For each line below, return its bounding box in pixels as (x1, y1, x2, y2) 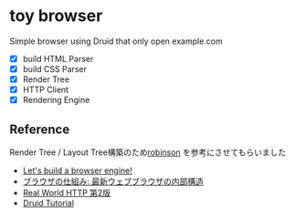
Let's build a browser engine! (22, 165, 132, 176)
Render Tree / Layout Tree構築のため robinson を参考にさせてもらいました (9, 147, 287, 158)
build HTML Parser (22, 53, 94, 64)
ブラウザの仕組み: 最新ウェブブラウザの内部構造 (22, 176, 204, 187)
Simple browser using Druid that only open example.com (9, 36, 224, 46)
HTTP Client (22, 84, 69, 96)
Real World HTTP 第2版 (22, 188, 111, 199)
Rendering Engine (22, 95, 90, 106)
